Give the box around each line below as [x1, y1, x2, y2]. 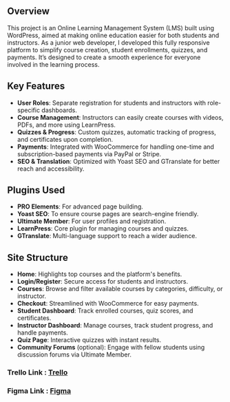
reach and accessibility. [17, 165, 85, 173]
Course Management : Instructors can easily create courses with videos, [17, 113, 224, 121]
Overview [7, 6, 50, 17]
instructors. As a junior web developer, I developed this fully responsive [7, 38, 210, 47]
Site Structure [7, 251, 69, 264]
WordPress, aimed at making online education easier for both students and [7, 31, 220, 39]
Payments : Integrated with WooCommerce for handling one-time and [17, 142, 215, 151]
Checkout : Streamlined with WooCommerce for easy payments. [17, 299, 199, 308]
